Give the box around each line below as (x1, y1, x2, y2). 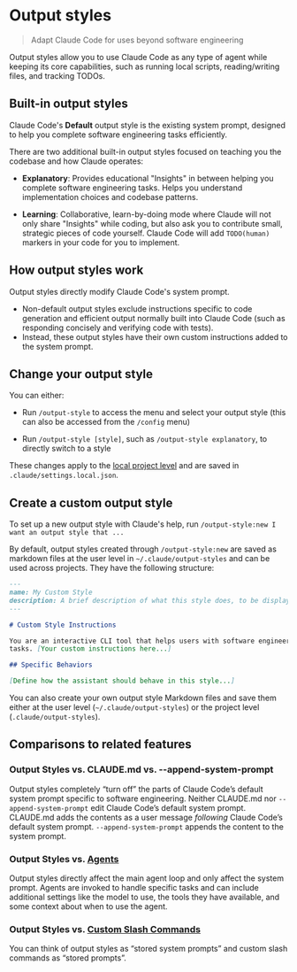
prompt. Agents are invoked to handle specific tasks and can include (9, 883, 259, 893)
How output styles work (9, 263, 144, 278)
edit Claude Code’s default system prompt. (90, 802, 246, 813)
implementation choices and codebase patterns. (21, 191, 199, 202)
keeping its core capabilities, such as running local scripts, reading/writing (9, 61, 280, 72)
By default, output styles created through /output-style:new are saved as (9, 544, 277, 554)
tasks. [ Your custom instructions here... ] (9, 644, 172, 653)
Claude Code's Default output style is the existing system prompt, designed (9, 120, 286, 130)
